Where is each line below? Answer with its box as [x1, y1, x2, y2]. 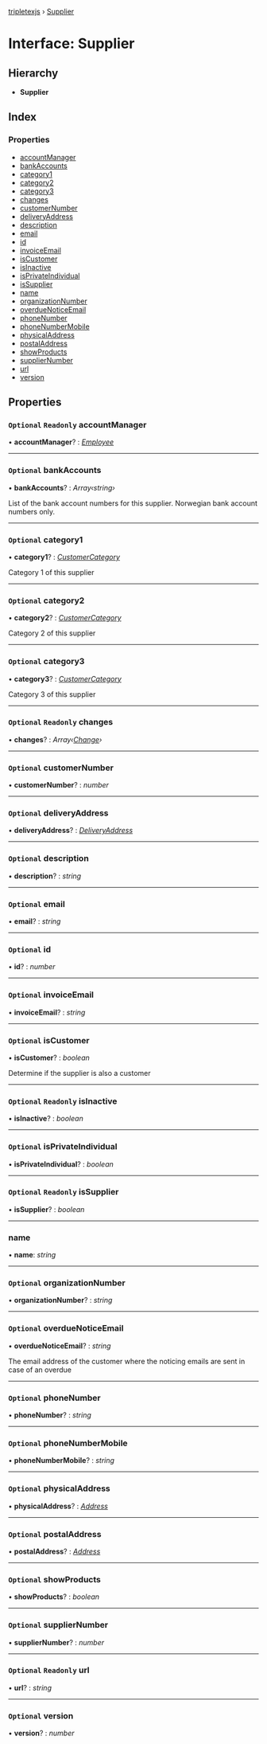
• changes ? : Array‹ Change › [8, 734, 103, 744]
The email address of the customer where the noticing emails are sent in [8, 1356, 246, 1366]
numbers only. [8, 506, 56, 516]
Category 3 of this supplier [8, 689, 96, 699]
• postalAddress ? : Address [8, 1547, 101, 1556]
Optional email [8, 898, 65, 909]
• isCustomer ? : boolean [8, 1053, 90, 1062]
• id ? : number [8, 962, 56, 972]
